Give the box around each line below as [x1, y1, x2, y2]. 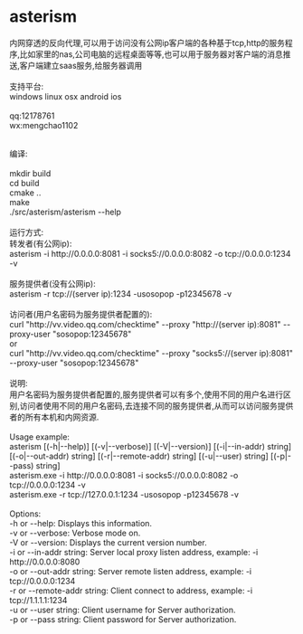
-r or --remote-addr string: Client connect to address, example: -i [9, 585, 253, 596]
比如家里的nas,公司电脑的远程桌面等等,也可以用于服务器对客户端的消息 [19, 48, 283, 60]
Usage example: [9, 431, 71, 442]
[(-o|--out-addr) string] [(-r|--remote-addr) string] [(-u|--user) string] [9, 450, 269, 461]
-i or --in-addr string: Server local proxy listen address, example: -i [9, 546, 259, 557]
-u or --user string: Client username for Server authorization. [9, 604, 236, 615]
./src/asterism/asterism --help [9, 206, 122, 217]
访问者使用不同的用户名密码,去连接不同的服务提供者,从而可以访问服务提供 [19, 400, 294, 411]
